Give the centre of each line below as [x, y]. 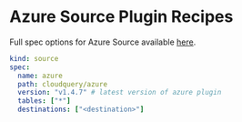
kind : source [34, 58]
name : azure [40, 76]
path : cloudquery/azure [62, 84]
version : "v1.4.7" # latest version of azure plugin [120, 93]
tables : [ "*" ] [44, 101]
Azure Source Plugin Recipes [121, 17]
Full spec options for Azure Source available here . [103, 42]
